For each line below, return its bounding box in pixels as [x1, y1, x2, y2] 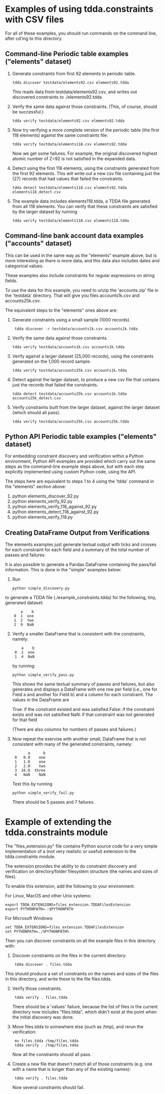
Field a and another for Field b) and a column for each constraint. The [12, 692, 153, 698]
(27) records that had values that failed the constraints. [12, 176, 124, 181]
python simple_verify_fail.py [12, 790, 75, 796]
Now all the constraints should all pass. [12, 1052, 92, 1058]
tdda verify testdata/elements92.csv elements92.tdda [12, 118, 125, 123]
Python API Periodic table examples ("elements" [5, 432, 157, 441]
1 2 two [14, 618, 34, 623]
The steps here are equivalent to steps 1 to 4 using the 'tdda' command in [5, 478, 154, 484]
